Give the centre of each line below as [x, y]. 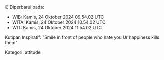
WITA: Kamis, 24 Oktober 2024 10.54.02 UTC [59, 22]
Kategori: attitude [23, 52]
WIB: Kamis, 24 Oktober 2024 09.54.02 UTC [58, 17]
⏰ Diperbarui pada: [25, 7]
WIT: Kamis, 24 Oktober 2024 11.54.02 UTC [57, 28]
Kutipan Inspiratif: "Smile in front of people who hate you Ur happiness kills [82, 37]
